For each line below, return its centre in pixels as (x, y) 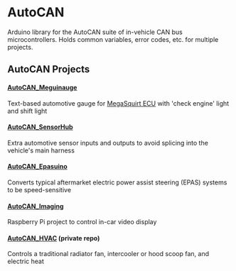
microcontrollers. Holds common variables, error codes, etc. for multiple (113, 39)
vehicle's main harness (41, 150)
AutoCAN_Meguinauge (42, 87)
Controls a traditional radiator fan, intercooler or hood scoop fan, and (108, 254)
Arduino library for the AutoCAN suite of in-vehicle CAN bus (95, 32)
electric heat (26, 261)
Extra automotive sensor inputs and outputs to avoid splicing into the (108, 143)
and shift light (27, 111)
